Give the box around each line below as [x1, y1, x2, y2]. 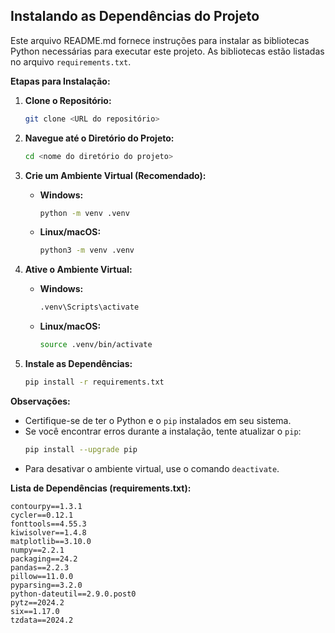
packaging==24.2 [10, 554, 78, 564]
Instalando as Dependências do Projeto [10, 8, 260, 25]
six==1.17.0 [10, 606, 60, 616]
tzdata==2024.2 [10, 615, 74, 625]
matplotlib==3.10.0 [10, 536, 92, 546]
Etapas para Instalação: [10, 75, 111, 87]
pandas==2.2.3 [10, 562, 70, 573]
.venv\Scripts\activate [39, 302, 140, 313]
